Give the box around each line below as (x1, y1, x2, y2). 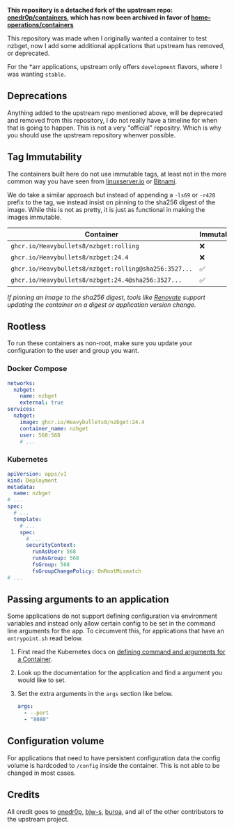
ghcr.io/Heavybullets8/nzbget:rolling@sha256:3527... (10, 264, 193, 273)
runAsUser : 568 (32, 548, 77, 555)
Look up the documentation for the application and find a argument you (17, 669, 223, 677)
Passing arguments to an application (7, 594, 169, 605)
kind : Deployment (7, 477, 58, 484)
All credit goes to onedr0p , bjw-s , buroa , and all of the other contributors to (7, 807, 224, 815)
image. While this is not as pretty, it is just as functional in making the (7, 205, 205, 213)
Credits (7, 789, 40, 801)
